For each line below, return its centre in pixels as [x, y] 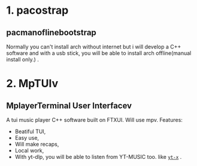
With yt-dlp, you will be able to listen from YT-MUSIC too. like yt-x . [98, 157]
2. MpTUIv [32, 84]
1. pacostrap [37, 10]
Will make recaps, [37, 144]
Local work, [29, 150]
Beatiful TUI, [30, 131]
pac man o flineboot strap [51, 33]
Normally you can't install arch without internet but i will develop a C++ [94, 47]
